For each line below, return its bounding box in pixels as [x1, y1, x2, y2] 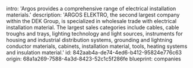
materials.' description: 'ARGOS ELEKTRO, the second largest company [6, 11, 180, 18]
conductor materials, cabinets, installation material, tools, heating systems [6, 43, 188, 50]
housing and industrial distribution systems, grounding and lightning [6, 37, 173, 43]
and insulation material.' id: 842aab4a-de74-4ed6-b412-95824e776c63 [6, 49, 182, 56]
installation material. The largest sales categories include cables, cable [6, 24, 179, 31]
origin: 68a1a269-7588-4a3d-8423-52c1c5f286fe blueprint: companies [6, 56, 181, 62]
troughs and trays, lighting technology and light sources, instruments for [6, 30, 183, 37]
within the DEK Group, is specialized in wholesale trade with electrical [6, 18, 177, 24]
